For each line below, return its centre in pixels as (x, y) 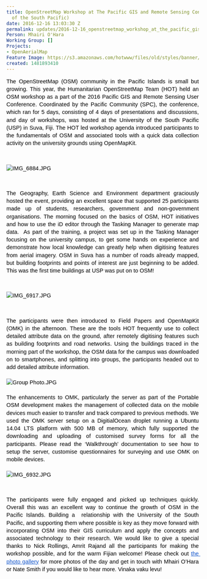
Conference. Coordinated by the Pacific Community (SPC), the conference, (103, 104)
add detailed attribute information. (48, 367)
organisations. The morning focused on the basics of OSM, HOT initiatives (103, 216)
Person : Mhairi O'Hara (35, 35)
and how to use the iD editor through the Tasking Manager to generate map (103, 224)
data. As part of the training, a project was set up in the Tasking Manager (103, 232)
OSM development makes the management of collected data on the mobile (103, 405)
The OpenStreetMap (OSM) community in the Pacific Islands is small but (103, 81)
